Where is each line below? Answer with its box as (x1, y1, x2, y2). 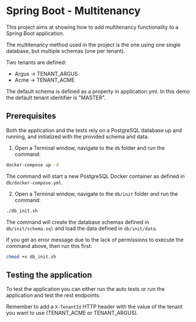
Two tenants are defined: (6, 59, 66, 66)
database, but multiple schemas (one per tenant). (6, 47, 126, 54)
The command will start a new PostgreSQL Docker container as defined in (6, 172, 185, 180)
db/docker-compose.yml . (6, 179, 63, 186)
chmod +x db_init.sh (6, 254, 57, 260)
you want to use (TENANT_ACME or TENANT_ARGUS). (6, 310, 138, 317)
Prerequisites (6, 111, 56, 121)
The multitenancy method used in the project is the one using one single (6, 41, 181, 48)
